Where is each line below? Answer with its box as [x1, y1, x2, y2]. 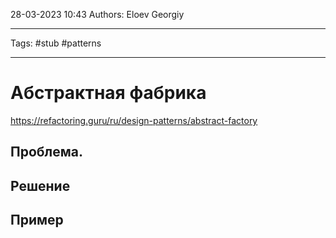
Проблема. [10, 144, 84, 161]
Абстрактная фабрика [10, 82, 207, 104]
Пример [10, 212, 64, 229]
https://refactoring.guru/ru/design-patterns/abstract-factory [10, 114, 258, 126]
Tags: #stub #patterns [10, 37, 102, 49]
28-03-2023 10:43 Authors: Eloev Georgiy [10, 9, 185, 20]
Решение [10, 177, 71, 194]
